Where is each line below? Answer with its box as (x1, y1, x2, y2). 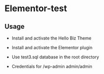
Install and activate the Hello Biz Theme (11, 35, 91, 41)
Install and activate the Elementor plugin (11, 45, 93, 50)
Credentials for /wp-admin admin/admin (11, 64, 92, 69)
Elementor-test (4, 3, 67, 14)
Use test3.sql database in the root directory (11, 54, 100, 60)
